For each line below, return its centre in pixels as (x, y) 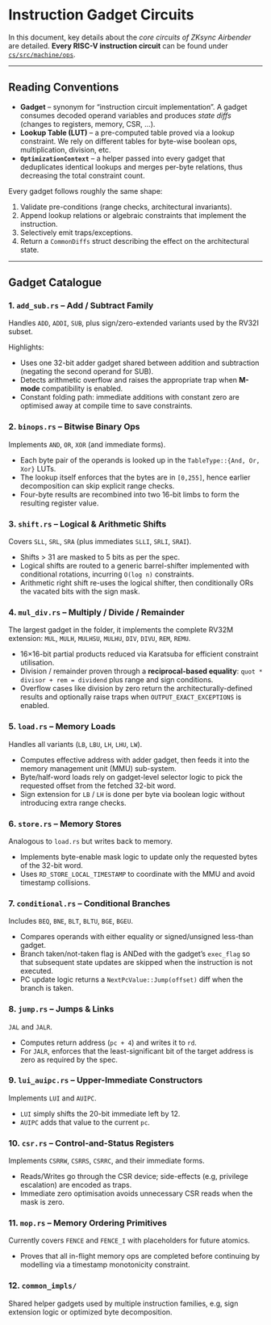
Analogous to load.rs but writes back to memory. (91, 841)
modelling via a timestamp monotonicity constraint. (105, 1264)
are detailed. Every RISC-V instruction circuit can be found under (118, 45)
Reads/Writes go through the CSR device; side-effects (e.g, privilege (134, 1176)
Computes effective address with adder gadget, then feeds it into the (135, 760)
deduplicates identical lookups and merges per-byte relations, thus (131, 166)
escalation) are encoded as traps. (76, 1185)
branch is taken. (47, 988)
